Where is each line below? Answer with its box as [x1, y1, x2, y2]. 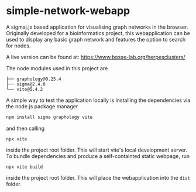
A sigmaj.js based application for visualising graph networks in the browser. [6, 23, 188, 30]
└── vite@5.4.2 [6, 86, 43, 92]
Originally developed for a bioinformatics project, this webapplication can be [6, 29, 190, 36]
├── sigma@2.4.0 [6, 81, 46, 87]
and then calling [6, 125, 45, 132]
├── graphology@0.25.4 [6, 76, 61, 82]
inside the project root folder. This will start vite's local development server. [6, 146, 187, 153]
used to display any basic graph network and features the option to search [6, 36, 186, 43]
